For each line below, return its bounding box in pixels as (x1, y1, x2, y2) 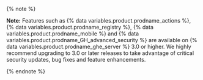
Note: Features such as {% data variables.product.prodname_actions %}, (6, 17, 191, 24)
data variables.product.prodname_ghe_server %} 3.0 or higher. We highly (6, 43, 191, 50)
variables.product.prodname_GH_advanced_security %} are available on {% (6, 37, 197, 43)
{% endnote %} (6, 68, 46, 75)
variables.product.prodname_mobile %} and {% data (6, 30, 139, 37)
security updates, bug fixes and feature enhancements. (6, 56, 146, 63)
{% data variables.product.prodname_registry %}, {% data (6, 24, 154, 31)
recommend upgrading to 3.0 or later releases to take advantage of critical (6, 49, 194, 57)
